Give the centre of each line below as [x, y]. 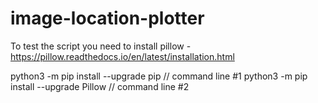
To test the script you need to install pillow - [101, 46]
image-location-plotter [107, 18]
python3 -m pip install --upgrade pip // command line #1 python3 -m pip [159, 76]
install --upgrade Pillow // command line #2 [100, 86]
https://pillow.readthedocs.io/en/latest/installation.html [122, 56]
